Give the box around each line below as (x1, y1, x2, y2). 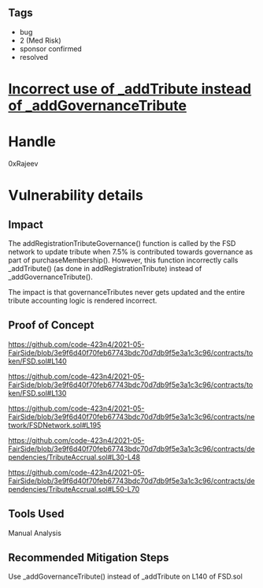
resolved (19, 52, 49, 61)
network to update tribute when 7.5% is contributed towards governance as (8, 247, 254, 256)
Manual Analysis (8, 528, 61, 538)
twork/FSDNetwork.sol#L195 (8, 420, 102, 430)
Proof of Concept (8, 318, 94, 332)
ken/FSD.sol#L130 (8, 388, 67, 397)
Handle (8, 133, 57, 151)
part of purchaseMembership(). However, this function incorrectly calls (8, 255, 239, 265)
